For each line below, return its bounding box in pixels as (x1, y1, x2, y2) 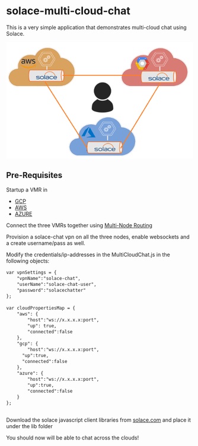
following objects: (6, 257, 50, 265)
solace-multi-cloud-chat (6, 4, 130, 18)
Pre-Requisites (6, 170, 63, 180)
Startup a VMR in (6, 186, 48, 193)
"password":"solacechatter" (17, 287, 86, 293)
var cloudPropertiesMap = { (6, 305, 76, 311)
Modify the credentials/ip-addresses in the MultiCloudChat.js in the (6, 251, 170, 258)
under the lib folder (6, 422, 53, 429)
